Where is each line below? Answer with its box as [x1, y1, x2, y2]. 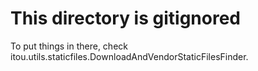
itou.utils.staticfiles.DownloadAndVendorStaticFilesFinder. [10, 50, 249, 62]
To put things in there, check [10, 40, 128, 52]
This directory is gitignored [10, 7, 241, 30]
